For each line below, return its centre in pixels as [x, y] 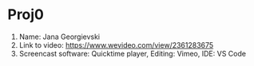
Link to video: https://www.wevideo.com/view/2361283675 [116, 45]
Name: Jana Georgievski [60, 37]
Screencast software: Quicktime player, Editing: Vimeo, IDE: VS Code [133, 53]
